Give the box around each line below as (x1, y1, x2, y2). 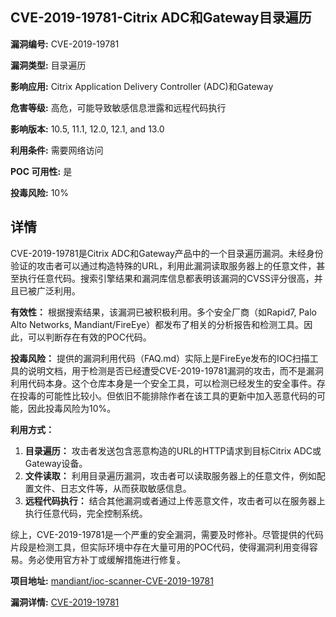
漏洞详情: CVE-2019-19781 (10, 596, 120, 608)
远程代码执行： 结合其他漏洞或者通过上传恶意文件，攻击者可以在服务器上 (24, 494, 326, 507)
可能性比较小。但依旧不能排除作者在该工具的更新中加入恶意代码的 (44, 389, 317, 402)
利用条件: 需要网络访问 (10, 144, 104, 156)
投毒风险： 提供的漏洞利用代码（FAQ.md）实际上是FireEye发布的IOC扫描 (10, 352, 310, 364)
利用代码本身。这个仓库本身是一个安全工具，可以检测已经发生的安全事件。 (10, 377, 317, 389)
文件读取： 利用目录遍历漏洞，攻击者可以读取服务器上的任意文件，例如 (24, 469, 317, 482)
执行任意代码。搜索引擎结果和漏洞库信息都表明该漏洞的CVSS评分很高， (18, 272, 315, 284)
